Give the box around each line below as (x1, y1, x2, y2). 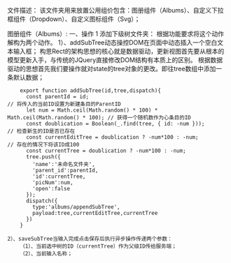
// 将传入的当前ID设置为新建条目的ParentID (7, 100, 121, 107)
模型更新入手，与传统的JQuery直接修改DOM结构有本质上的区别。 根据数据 (7, 56, 223, 64)
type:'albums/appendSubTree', (32, 204, 120, 211)
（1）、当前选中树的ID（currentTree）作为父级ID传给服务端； (20, 243, 177, 250)
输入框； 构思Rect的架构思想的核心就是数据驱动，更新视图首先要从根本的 (13, 47, 225, 55)
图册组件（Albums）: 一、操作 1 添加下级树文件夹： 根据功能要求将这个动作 (7, 30, 225, 38)
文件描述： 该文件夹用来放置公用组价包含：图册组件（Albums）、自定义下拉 (7, 6, 224, 14)
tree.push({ (25, 153, 61, 160)
